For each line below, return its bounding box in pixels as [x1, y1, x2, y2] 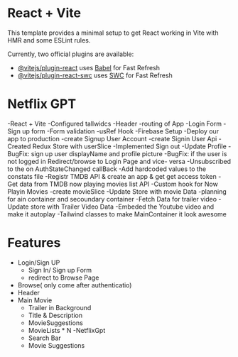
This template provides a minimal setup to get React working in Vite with [7, 28, 219, 37]
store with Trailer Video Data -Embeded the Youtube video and [30, 202, 215, 211]
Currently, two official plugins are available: [7, 50, 134, 58]
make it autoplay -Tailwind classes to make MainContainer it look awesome [7, 209, 227, 218]
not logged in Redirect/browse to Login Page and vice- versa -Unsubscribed [7, 157, 232, 165]
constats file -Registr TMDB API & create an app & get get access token [7, 172, 217, 180]
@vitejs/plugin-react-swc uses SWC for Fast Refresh [17, 71, 173, 79]
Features [7, 235, 61, 251]
